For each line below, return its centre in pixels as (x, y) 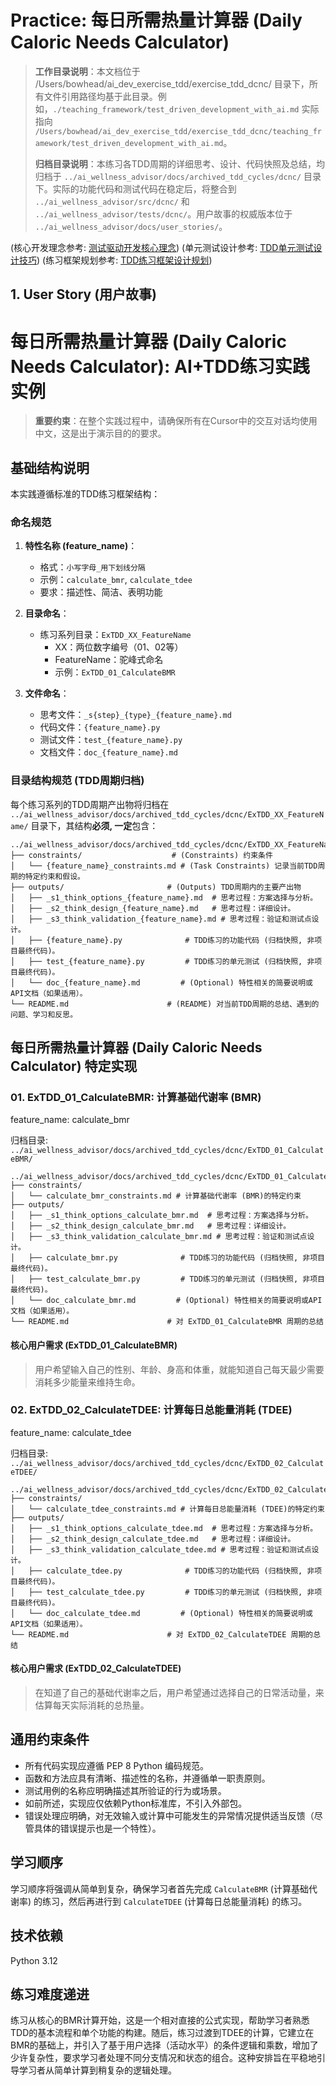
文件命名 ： (47, 693)
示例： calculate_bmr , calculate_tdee (116, 580)
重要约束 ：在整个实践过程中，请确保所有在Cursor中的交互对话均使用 (176, 421)
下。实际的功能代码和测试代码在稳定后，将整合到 (135, 188)
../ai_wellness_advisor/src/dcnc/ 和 (112, 201)
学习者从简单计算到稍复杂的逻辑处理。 (97, 2070)
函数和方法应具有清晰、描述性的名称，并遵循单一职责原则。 (147, 1778)
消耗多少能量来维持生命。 (87, 1382)
